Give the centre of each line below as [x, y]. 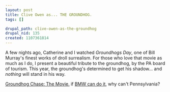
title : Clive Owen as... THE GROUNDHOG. [49, 15]
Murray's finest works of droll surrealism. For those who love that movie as [84, 58]
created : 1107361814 [27, 38]
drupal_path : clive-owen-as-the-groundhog [51, 28]
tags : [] [15, 19]
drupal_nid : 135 [22, 34]
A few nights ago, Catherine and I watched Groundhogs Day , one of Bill [80, 52]
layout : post [19, 10]
